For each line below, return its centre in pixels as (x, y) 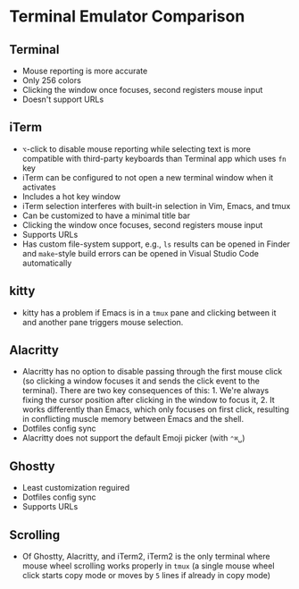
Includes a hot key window (71, 196)
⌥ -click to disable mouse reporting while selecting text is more (137, 148)
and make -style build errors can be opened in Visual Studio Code (140, 253)
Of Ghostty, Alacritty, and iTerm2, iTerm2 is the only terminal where (146, 557)
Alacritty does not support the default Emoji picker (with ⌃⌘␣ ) (133, 438)
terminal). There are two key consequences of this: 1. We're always (145, 391)
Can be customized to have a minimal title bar (106, 215)
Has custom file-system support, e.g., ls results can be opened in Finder (156, 244)
